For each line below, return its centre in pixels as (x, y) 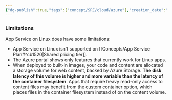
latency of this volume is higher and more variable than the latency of (88, 76)
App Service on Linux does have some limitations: (58, 39)
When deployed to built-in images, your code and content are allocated (88, 65)
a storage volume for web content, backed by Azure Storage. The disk (87, 70)
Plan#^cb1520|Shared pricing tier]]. (50, 54)
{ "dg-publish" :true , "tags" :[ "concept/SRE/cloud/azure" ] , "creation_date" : (86, 10)
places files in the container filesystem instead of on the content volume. (89, 92)
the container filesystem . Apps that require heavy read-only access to (88, 81)
